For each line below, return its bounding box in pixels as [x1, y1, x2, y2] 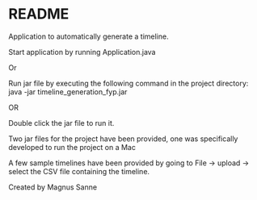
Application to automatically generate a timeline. [8, 31, 169, 41]
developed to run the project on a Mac [8, 142, 136, 152]
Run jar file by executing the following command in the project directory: [8, 78, 249, 88]
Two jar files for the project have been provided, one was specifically [8, 134, 238, 144]
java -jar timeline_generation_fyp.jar [8, 86, 128, 97]
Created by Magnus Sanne [8, 182, 98, 192]
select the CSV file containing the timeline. [8, 166, 150, 176]
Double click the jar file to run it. [8, 118, 115, 127]
